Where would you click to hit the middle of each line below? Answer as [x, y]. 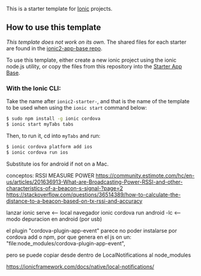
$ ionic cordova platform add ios [49, 146]
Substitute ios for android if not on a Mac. [58, 164]
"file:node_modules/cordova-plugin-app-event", [66, 243]
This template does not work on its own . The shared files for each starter [96, 42]
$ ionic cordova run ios [37, 152]
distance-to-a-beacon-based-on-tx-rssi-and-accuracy [74, 201]
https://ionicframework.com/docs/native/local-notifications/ [80, 266]
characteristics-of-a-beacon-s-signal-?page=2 [65, 188]
